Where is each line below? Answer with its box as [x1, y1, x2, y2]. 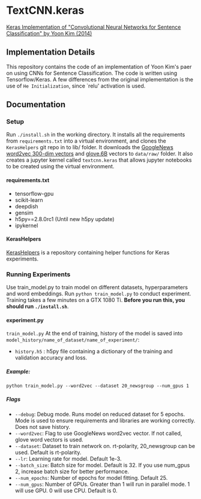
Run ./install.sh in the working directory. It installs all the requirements [6, 131, 185, 138]
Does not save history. [14, 424, 71, 431]
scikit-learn [14, 196, 43, 204]
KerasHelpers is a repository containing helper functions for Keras [6, 249, 170, 256]
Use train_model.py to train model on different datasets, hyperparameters [6, 284, 188, 291]
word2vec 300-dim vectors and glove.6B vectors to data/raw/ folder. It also [6, 150, 193, 158]
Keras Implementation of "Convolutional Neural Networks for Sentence [6, 23, 181, 31]
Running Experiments [6, 270, 71, 279]
